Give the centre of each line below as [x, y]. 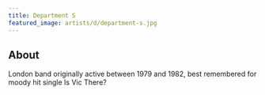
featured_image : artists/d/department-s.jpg [83, 23]
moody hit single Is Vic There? [57, 82]
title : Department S [42, 15]
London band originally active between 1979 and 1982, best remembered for [132, 74]
